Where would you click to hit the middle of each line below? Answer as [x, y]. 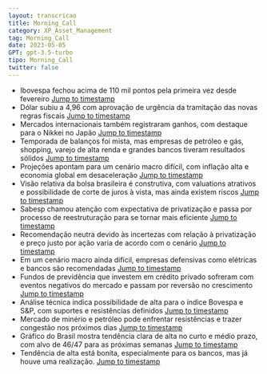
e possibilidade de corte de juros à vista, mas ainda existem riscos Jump [139, 191]
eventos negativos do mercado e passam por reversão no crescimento [136, 285]
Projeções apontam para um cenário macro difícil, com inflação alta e [134, 166]
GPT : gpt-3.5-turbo [41, 53]
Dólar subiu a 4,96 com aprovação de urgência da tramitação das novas [139, 107]
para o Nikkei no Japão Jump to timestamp [91, 132]
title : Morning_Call [43, 23]
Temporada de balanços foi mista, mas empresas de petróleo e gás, [132, 141]
